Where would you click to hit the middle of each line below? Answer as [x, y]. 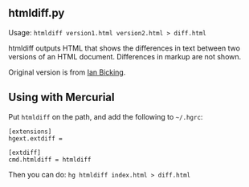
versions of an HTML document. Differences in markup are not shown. [125, 56]
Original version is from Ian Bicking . [67, 72]
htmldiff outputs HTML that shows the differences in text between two [124, 48]
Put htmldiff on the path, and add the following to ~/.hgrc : [106, 116]
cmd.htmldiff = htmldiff [50, 160]
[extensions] [30, 132]
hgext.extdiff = [35, 138]
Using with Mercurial [61, 98]
